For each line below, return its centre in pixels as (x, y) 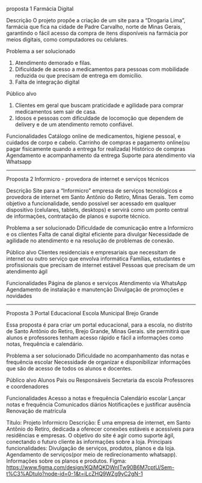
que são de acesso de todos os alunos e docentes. (69, 368)
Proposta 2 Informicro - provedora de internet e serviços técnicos (88, 179)
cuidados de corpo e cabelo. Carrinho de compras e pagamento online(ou (98, 143)
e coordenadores (28, 386)
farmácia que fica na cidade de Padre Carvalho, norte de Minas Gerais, (94, 27)
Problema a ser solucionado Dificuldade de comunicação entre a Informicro (100, 228)
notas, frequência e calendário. (45, 344)
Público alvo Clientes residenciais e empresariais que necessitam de (91, 252)
